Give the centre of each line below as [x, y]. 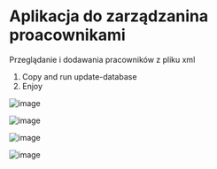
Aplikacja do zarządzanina [109, 16]
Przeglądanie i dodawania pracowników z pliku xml [102, 59]
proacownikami [67, 35]
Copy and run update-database [79, 76]
